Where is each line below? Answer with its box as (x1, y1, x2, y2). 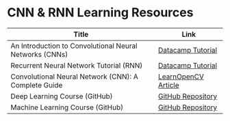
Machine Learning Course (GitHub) (10, 103, 124, 112)
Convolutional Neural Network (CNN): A (10, 72, 138, 81)
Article (158, 80, 179, 90)
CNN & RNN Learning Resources (7, 5, 194, 21)
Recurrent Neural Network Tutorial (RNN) (10, 60, 143, 70)
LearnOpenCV (158, 72, 204, 81)
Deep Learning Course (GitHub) (10, 91, 113, 100)
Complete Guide (10, 80, 63, 90)
